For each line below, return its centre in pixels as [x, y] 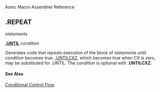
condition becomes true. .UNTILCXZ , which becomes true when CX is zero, [80, 58]
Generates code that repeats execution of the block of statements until [76, 52]
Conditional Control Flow [30, 85]
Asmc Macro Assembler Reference [40, 7]
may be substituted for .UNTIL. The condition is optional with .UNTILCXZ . [79, 63]
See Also [14, 74]
